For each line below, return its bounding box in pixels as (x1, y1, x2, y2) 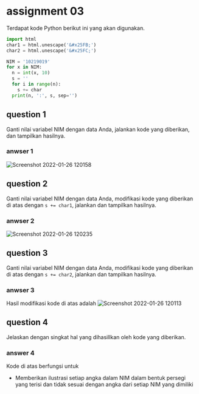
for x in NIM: (6, 64, 43, 71)
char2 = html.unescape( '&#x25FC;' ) (6, 47, 97, 54)
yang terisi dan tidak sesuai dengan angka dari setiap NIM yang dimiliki (15, 381, 194, 388)
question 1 (6, 110, 46, 120)
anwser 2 (6, 216, 35, 225)
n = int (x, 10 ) (12, 70, 51, 76)
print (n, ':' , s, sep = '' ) (12, 93, 78, 99)
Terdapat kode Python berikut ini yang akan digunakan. (6, 24, 145, 32)
